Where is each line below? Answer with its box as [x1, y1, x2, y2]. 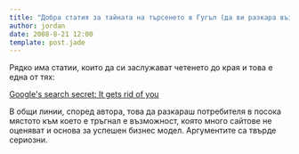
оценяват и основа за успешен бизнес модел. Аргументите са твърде [9, 126, 277, 136]
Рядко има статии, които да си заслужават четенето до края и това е [9, 62, 273, 73]
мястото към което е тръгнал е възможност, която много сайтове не [9, 116, 272, 126]
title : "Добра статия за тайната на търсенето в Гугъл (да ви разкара [9, 12, 277, 22]
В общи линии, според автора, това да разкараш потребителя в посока [9, 106, 282, 117]
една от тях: [9, 72, 55, 83]
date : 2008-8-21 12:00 [9, 29, 93, 38]
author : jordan [9, 21, 66, 30]
